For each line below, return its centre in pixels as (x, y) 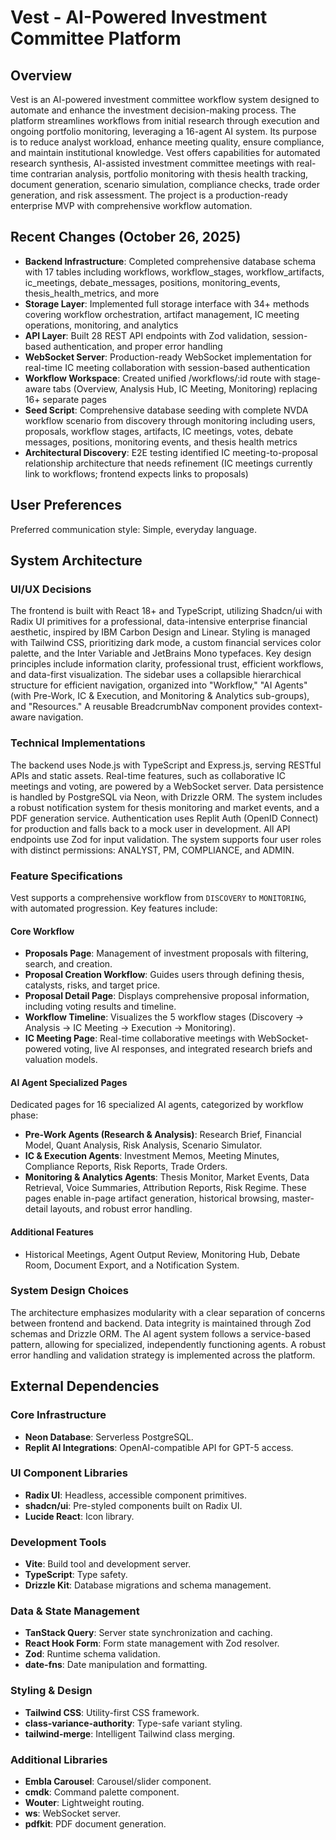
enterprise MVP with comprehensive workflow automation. (131, 205)
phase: (24, 1115)
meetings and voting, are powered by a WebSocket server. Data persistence (167, 786)
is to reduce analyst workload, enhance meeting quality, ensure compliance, (167, 142)
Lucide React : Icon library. (79, 1516)
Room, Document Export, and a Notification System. (132, 1265)
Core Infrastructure (58, 1415)
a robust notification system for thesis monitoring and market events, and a (165, 807)
